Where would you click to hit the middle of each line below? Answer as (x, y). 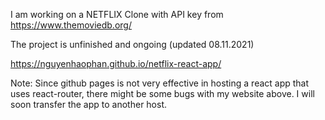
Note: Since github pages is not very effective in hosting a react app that (160, 83)
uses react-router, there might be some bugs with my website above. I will (162, 93)
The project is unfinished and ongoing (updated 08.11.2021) (132, 44)
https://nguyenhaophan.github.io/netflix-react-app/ (116, 63)
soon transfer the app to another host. (89, 104)
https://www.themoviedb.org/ (71, 25)
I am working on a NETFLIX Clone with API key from (117, 14)
